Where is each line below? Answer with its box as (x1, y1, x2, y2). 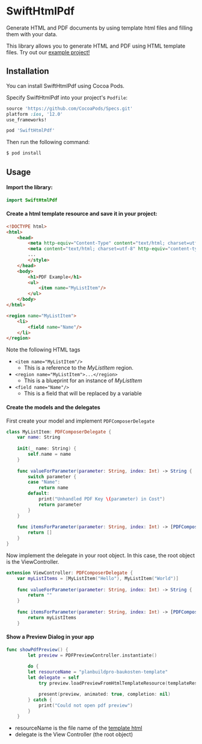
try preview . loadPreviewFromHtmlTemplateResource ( (38, 680, 168, 687)
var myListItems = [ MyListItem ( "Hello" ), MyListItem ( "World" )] (17, 575, 179, 581)
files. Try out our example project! (6, 48, 90, 55)
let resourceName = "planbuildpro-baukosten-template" (28, 669, 168, 675)
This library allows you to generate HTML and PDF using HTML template (6, 42, 186, 49)
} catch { (28, 696, 52, 703)
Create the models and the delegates (6, 403, 100, 411)
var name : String (17, 434, 61, 441)
